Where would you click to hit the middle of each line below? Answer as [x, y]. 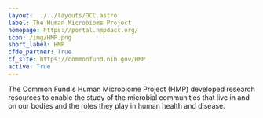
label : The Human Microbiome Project [70, 23]
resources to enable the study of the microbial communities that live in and [129, 97]
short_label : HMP [37, 45]
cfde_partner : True [40, 52]
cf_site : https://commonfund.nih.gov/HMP [77, 60]
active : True [29, 67]
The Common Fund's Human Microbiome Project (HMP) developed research [131, 89]
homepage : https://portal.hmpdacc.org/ [73, 30]
